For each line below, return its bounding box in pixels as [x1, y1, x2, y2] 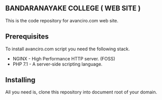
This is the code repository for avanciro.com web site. [5, 17, 119, 23]
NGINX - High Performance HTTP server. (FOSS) [12, 55, 116, 61]
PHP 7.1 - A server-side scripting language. [12, 61, 103, 67]
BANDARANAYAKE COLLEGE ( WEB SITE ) [5, 4, 141, 13]
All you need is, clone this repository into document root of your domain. [5, 89, 157, 95]
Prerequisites [5, 32, 49, 41]
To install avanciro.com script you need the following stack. [5, 46, 130, 52]
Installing [5, 76, 36, 84]
